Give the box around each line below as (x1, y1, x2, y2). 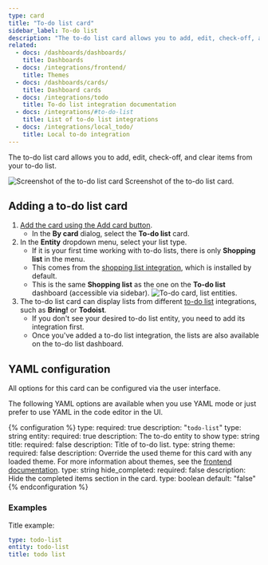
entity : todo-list (8, 543, 69, 551)
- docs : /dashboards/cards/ (15, 78, 109, 86)
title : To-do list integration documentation (22, 101, 177, 109)
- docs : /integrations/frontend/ (15, 64, 127, 72)
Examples (8, 502, 48, 513)
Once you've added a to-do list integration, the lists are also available (31, 330, 259, 340)
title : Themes (22, 71, 69, 79)
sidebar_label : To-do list (8, 26, 98, 34)
